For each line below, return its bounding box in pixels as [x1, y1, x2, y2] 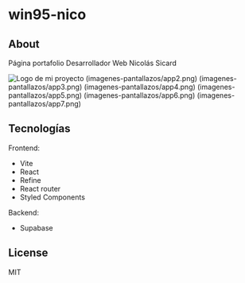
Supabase [19, 223, 53, 232]
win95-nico [8, 6, 87, 24]
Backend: [8, 207, 40, 217]
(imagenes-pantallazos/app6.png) [83, 91, 196, 100]
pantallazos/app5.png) [8, 91, 82, 100]
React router [19, 184, 61, 193]
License [8, 246, 49, 260]
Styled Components [19, 192, 86, 202]
